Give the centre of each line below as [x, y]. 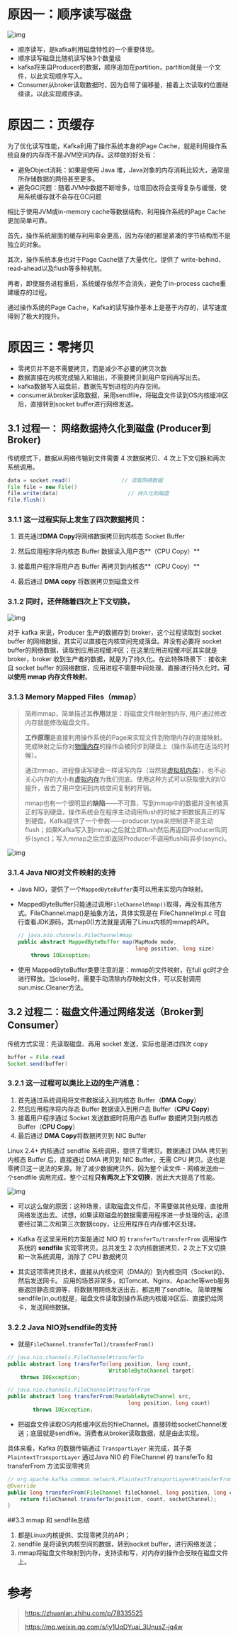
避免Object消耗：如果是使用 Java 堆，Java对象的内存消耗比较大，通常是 [124, 170]
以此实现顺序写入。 [58, 76]
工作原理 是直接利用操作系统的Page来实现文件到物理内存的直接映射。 [125, 738]
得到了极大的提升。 [35, 316]
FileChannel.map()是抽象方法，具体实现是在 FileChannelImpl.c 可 [125, 913]
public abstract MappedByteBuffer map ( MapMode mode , [97, 942]
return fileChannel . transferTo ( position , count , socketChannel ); [119, 1499]
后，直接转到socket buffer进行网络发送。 [78, 404]
